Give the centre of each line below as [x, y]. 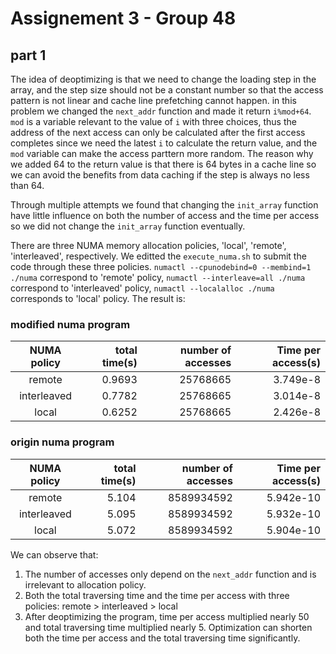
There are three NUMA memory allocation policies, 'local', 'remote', [148, 245]
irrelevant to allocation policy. [85, 584]
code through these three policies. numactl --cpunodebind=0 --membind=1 [161, 266]
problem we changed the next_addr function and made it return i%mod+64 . [161, 111]
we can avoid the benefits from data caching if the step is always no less [160, 175]
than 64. [27, 185]
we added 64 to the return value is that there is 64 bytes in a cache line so [163, 164]
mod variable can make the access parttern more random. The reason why [162, 153]
